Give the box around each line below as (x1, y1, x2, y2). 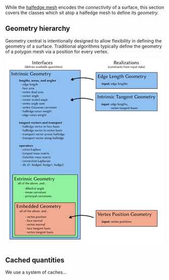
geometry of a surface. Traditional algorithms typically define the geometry (5, 43, 162, 49)
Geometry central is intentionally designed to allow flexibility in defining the (5, 37, 162, 44)
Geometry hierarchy (5, 24, 70, 33)
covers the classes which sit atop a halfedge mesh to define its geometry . (5, 10, 159, 16)
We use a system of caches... (5, 269, 67, 275)
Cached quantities (5, 256, 65, 265)
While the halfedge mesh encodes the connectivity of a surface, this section (5, 5, 164, 10)
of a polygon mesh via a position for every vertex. (5, 48, 109, 55)
